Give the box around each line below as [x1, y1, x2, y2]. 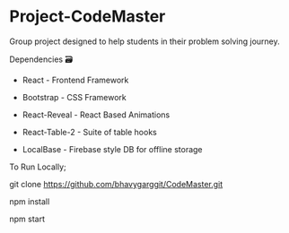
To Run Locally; [9, 161, 67, 172]
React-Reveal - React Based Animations [22, 109, 171, 120]
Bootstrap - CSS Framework [22, 91, 127, 102]
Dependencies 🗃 [9, 54, 74, 65]
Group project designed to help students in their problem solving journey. [9, 36, 280, 47]
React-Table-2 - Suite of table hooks [22, 126, 157, 137]
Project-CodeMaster [9, 6, 166, 27]
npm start [9, 213, 46, 224]
